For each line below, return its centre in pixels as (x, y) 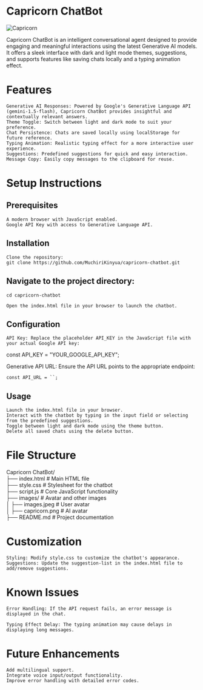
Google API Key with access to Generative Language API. (80, 225)
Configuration (33, 324)
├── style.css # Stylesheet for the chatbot (60, 485)
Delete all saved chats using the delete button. (70, 432)
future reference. (29, 138)
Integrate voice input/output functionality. (65, 675)
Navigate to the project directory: (71, 281)
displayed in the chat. (36, 614)
